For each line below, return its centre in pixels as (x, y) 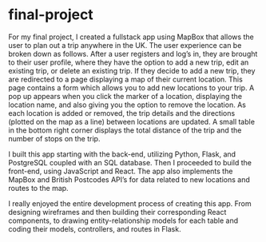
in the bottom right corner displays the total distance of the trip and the (125, 130)
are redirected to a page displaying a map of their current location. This (126, 79)
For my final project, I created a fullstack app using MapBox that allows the (131, 37)
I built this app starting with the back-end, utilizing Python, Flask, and (122, 154)
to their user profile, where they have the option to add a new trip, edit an (129, 62)
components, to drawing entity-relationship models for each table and (123, 220)
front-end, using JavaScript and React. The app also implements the (121, 171)
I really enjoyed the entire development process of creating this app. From (130, 203)
